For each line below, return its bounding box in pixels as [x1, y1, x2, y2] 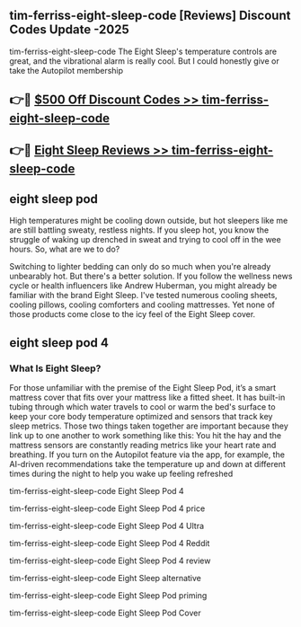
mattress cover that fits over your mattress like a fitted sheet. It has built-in [9, 392, 286, 403]
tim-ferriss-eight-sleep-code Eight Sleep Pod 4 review [9, 555, 211, 566]
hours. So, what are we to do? [9, 243, 120, 255]
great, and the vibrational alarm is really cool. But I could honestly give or [9, 55, 280, 66]
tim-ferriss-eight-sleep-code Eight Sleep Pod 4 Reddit [9, 538, 210, 549]
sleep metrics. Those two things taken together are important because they [9, 420, 289, 431]
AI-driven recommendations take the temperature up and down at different [9, 459, 286, 470]
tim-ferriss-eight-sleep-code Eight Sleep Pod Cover [9, 607, 201, 619]
